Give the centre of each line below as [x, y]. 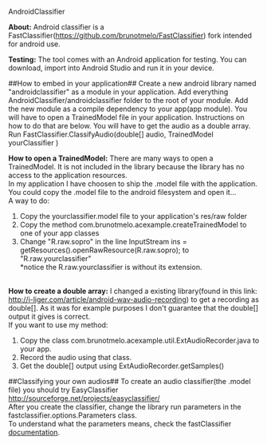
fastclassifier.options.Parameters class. [73, 415]
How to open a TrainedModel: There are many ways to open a [111, 158]
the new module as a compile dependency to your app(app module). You [128, 109]
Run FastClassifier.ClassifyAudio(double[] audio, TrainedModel [111, 134]
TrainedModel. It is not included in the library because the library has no [126, 166]
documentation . [34, 432]
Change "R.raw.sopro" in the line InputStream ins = [103, 242]
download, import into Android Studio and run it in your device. [112, 68]
